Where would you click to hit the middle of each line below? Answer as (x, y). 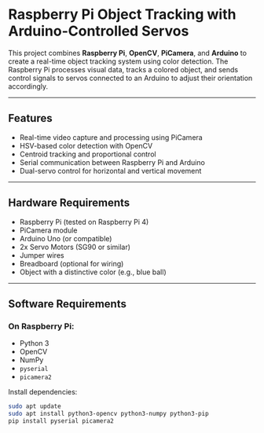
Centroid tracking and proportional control (88, 154)
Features (30, 118)
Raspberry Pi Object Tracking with (122, 15)
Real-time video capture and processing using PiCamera (111, 137)
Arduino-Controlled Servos (99, 31)
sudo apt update (35, 406)
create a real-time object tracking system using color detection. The (118, 61)
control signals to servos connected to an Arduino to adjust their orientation (130, 78)
